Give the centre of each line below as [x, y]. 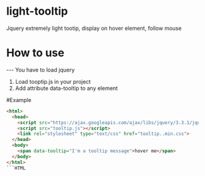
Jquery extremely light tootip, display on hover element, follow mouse [94, 28]
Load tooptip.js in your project [53, 81]
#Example [19, 100]
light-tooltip [37, 11]
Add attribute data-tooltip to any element [66, 88]
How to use [35, 53]
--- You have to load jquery [41, 70]
